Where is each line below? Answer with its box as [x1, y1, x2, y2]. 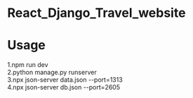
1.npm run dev [7, 61, 48, 69]
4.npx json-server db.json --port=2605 [7, 83, 121, 92]
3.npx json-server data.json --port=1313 [7, 75, 123, 84]
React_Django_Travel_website [7, 5, 186, 21]
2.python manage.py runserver [7, 68, 97, 77]
